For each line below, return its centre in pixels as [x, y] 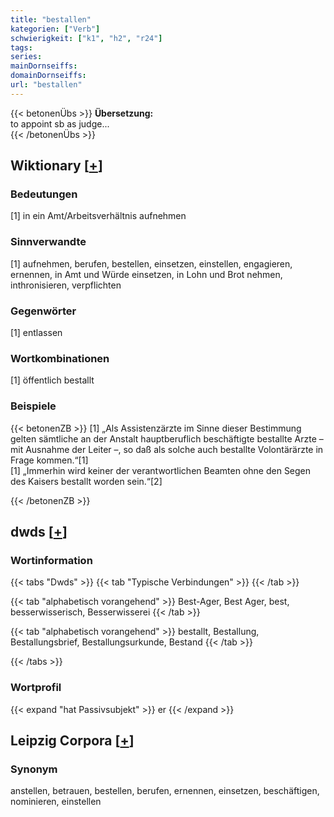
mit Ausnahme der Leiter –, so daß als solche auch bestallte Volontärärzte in [167, 449]
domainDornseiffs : [48, 76]
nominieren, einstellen [56, 802]
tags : [21, 47]
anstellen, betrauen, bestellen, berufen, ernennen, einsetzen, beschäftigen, [165, 791]
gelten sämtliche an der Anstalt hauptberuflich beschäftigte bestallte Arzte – [167, 438]
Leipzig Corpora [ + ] [72, 740]
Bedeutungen [44, 194]
